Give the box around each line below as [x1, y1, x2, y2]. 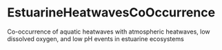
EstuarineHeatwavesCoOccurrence [7, 5, 216, 21]
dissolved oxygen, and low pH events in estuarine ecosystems [7, 34, 184, 42]
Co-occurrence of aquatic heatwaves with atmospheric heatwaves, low [7, 27, 210, 36]
